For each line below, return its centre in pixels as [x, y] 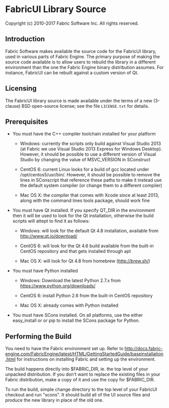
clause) [13, 106]
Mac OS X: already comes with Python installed [69, 305]
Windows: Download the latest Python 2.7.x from [70, 281]
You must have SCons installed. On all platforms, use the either [78, 315]
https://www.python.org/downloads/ [58, 286]
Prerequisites [27, 122]
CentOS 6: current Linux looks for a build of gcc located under [84, 169]
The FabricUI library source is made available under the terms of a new [79, 100]
